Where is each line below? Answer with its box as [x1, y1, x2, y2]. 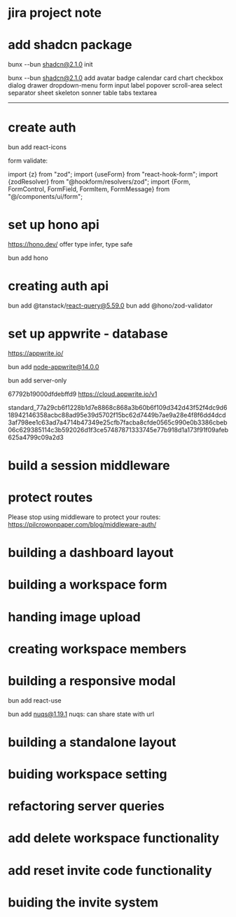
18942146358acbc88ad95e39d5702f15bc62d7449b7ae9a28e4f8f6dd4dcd [8, 411, 226, 419]
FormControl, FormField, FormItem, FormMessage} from [8, 185, 170, 193]
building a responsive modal [8, 673, 176, 689]
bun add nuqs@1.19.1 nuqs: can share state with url [8, 710, 155, 718]
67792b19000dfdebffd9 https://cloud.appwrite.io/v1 [8, 389, 158, 398]
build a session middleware [8, 457, 170, 474]
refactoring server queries [8, 799, 165, 814]
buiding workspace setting [8, 766, 167, 782]
